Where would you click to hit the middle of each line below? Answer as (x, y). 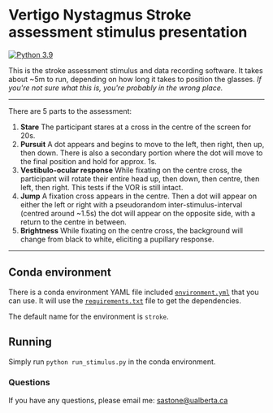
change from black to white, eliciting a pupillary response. (117, 239)
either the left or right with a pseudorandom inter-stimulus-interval (131, 204)
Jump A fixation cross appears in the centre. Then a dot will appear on (139, 196)
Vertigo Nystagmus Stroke (100, 15)
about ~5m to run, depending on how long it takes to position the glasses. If (135, 79)
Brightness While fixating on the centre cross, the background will (132, 230)
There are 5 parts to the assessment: (70, 111)
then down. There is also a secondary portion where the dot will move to (141, 153)
